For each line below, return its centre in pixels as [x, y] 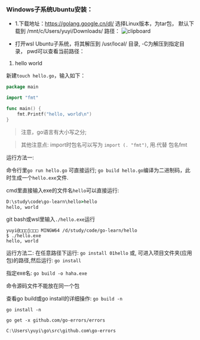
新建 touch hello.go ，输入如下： [46, 75]
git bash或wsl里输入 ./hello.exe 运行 [51, 219]
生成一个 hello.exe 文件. [40, 177]
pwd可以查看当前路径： [56, 51]
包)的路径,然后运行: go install [44, 260]
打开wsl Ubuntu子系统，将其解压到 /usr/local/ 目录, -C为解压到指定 [97, 44]
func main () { [24, 109]
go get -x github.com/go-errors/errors [56, 321]
